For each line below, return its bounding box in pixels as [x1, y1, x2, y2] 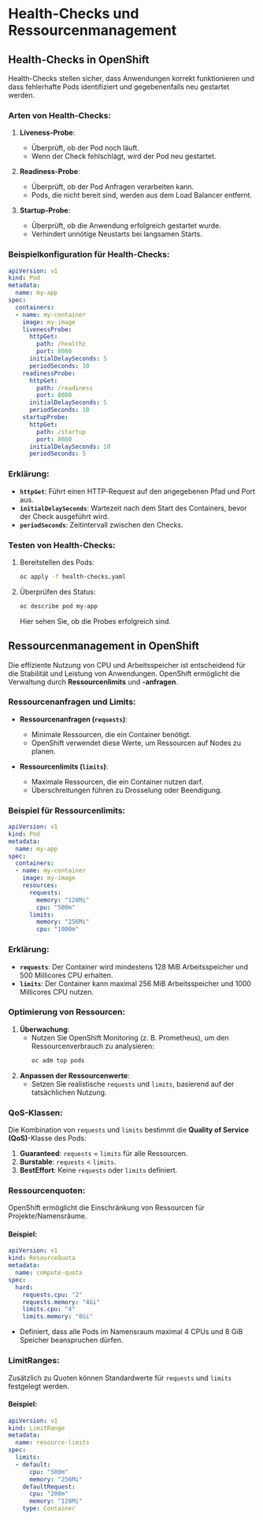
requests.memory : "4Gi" [22, 1298, 101, 1306]
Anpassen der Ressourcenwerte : [19, 1070, 130, 1080]
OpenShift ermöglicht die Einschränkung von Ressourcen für [8, 1203, 205, 1213]
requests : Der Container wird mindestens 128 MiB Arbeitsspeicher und [19, 962, 248, 971]
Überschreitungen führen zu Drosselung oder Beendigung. [31, 785, 223, 795]
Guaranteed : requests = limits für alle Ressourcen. [19, 1148, 188, 1158]
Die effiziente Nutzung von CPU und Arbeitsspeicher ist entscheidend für [8, 660, 246, 669]
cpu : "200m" [28, 1490, 69, 1498]
